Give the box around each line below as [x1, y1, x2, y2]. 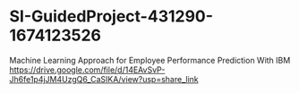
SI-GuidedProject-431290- [9, 6, 213, 27]
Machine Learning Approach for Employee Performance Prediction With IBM [9, 55, 291, 65]
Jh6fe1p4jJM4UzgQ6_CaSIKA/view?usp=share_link [9, 73, 199, 84]
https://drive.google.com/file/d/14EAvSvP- [9, 64, 166, 75]
